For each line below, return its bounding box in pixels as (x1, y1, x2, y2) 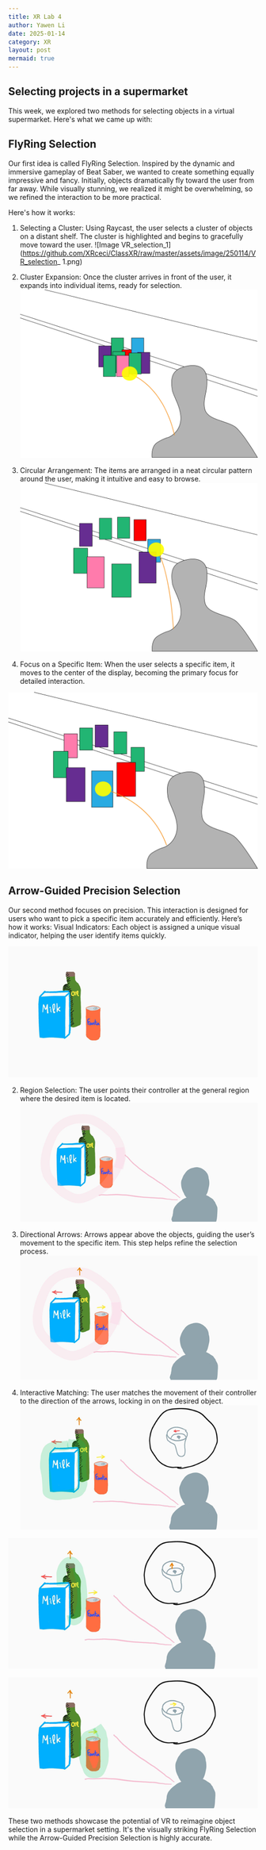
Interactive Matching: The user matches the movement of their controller (19, 1387, 257, 1397)
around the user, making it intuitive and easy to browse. (19, 474, 201, 484)
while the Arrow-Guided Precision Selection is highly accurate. (8, 1833, 212, 1842)
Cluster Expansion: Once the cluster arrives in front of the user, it (19, 272, 232, 282)
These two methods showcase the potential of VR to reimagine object (8, 1816, 236, 1825)
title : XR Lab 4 (8, 13, 62, 21)
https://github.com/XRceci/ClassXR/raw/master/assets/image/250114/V (22, 248, 256, 258)
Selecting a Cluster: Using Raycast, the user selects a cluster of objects (19, 223, 253, 232)
